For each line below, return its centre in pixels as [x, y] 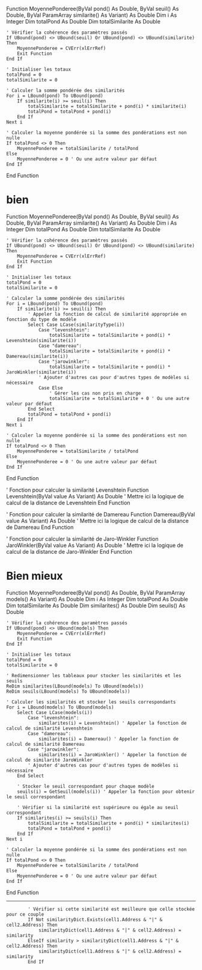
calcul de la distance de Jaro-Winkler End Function [69, 551]
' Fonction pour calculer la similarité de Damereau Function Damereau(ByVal [101, 514]
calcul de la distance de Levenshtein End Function [68, 502]
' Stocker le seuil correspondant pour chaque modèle [86, 786]
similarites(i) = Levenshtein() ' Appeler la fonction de [112, 723]
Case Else [50, 388]
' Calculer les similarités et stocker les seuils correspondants [91, 702]
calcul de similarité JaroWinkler [50, 760]
